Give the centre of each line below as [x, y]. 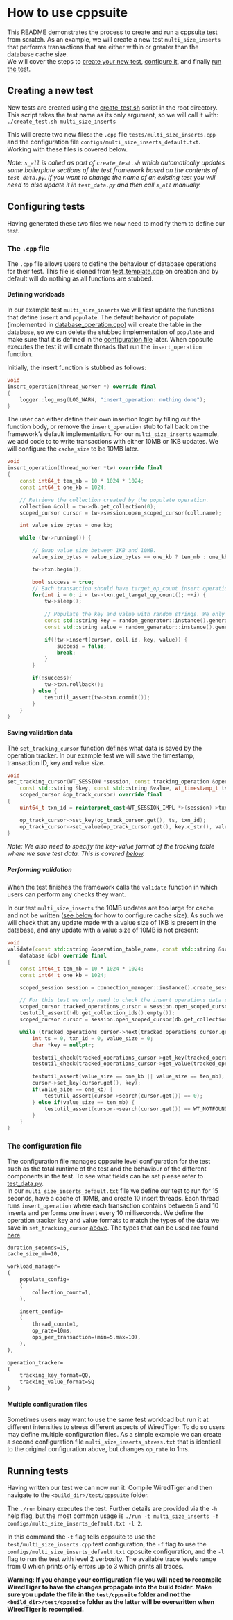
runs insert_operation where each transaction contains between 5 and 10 [113, 1205]
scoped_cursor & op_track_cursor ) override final [91, 795]
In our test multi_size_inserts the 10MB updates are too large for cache [110, 908]
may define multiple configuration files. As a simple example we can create [114, 1435]
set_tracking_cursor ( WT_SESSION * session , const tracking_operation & [111, 782]
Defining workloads [36, 294]
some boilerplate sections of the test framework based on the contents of [113, 170]
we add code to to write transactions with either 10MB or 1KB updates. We [113, 442]
